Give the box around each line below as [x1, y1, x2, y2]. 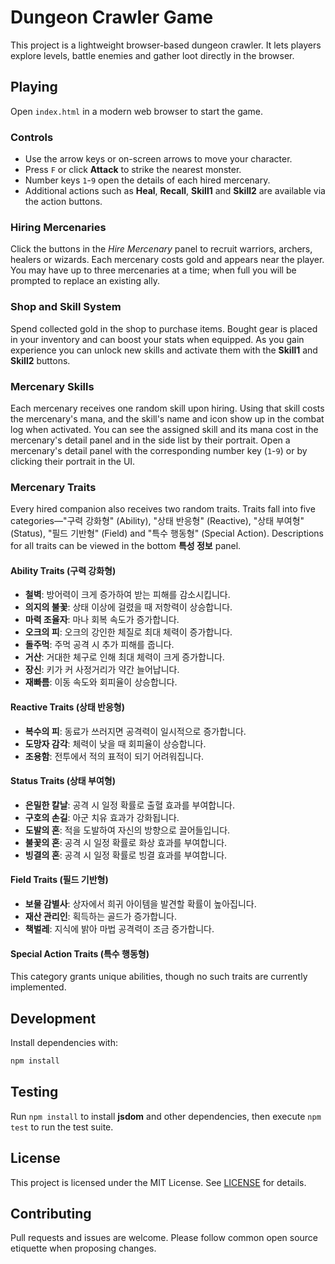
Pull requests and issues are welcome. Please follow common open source [10, 1232, 319, 1244]
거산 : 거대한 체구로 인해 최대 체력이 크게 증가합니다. [24, 651, 225, 663]
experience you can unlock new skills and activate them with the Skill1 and [10, 344, 318, 356]
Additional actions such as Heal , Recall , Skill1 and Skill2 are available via [24, 185, 326, 197]
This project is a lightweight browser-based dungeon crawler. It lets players [10, 39, 322, 51]
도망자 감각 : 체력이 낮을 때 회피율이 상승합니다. [24, 737, 207, 750]
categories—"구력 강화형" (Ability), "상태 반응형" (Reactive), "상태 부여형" [10, 515, 305, 527]
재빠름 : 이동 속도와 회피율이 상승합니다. [24, 676, 178, 688]
